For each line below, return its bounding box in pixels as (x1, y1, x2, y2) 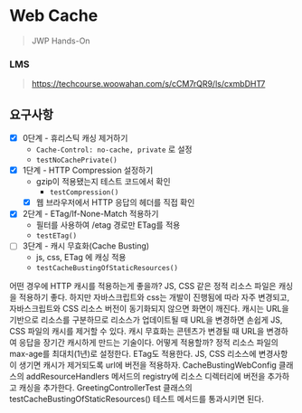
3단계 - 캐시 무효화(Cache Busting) (22, 240, 150, 251)
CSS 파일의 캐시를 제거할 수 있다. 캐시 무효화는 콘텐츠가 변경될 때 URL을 (9, 326, 265, 337)
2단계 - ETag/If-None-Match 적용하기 (22, 209, 159, 220)
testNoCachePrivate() (35, 155, 118, 165)
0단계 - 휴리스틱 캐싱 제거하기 (22, 133, 128, 144)
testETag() (35, 231, 78, 240)
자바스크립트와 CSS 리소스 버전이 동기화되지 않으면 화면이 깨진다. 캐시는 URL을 (9, 304, 289, 314)
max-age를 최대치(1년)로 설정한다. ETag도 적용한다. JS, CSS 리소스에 (9, 349, 257, 360)
